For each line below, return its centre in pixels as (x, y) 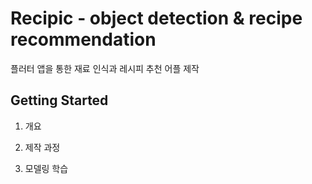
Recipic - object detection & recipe (156, 18)
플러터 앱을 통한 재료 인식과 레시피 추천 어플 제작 (105, 68)
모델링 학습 (46, 168)
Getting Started (59, 100)
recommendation (83, 39)
